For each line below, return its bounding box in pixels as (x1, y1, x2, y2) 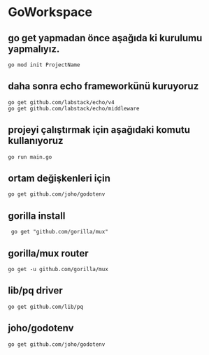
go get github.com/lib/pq (8, 303, 83, 310)
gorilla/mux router (8, 247, 89, 259)
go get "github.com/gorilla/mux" (10, 229, 109, 236)
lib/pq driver (8, 284, 64, 297)
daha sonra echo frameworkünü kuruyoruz (8, 80, 199, 92)
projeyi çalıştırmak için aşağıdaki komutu (8, 124, 191, 136)
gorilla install (8, 210, 66, 222)
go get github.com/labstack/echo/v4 (8, 99, 115, 106)
